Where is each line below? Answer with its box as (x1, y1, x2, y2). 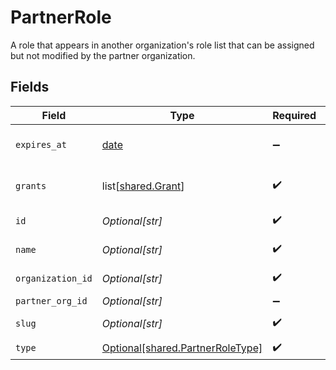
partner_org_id (15, 295, 88, 306)
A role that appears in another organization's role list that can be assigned (10, 39, 315, 51)
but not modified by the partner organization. (10, 49, 196, 61)
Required (272, 108, 317, 122)
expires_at (15, 139, 67, 150)
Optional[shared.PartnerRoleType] (101, 341, 263, 355)
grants (15, 180, 47, 191)
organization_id (15, 272, 93, 284)
